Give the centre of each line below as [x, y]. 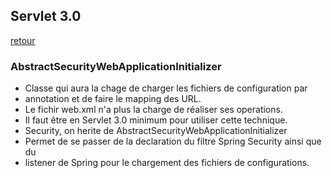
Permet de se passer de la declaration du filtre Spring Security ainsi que [173, 141]
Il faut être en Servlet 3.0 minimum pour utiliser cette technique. [156, 120]
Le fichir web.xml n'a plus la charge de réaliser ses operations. [153, 110]
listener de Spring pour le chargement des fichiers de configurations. [167, 163]
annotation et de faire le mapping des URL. [113, 99]
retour [23, 40]
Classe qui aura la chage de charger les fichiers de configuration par [166, 88]
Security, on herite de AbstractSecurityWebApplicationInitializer [156, 131]
